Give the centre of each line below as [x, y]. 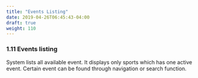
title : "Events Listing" [37, 12]
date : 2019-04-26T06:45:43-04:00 [48, 17]
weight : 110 [21, 28]
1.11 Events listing [32, 49]
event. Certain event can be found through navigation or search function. [97, 68]
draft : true [21, 23]
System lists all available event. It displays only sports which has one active [99, 62]
